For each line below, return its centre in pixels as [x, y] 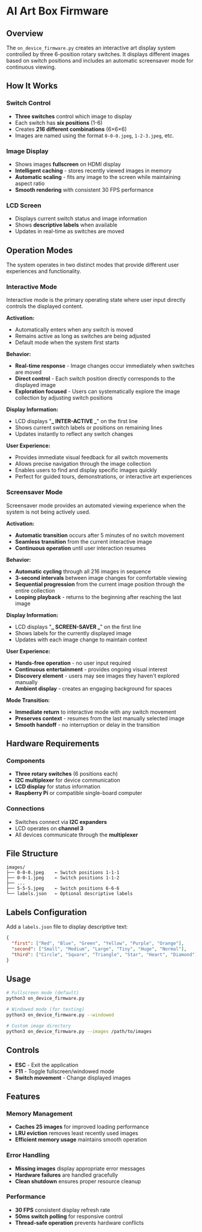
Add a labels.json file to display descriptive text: [67, 927]
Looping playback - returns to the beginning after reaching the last [98, 597]
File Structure [32, 854]
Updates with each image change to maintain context [81, 640]
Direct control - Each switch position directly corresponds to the [95, 379]
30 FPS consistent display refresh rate [62, 1210]
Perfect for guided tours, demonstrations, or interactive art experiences [103, 477]
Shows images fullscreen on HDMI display [68, 164]
